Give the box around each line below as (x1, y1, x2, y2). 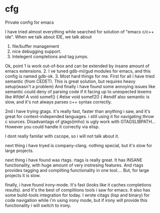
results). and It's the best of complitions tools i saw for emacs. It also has (5, 187, 151, 193)
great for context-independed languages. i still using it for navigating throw (5, 113, 154, 119)
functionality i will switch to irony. (5, 202, 72, 208)
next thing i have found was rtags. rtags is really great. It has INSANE (5, 157, 143, 163)
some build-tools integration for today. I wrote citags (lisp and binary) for (5, 192, 150, 198)
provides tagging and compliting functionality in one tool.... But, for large (5, 167, 149, 173)
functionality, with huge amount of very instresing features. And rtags (5, 162, 144, 168)
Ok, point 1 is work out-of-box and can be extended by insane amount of (5, 63, 150, 69)
